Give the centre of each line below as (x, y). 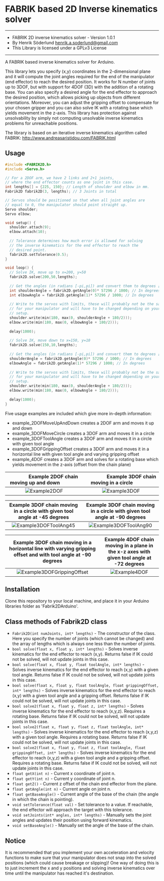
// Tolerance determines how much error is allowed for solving (76, 241)
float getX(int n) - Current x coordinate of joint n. (64, 774)
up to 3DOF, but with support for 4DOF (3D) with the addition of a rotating (79, 87)
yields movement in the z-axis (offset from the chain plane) (72, 464)
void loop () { (20, 268)
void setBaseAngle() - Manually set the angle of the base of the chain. (83, 825)
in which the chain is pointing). (43, 799)
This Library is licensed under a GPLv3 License (59, 48)
